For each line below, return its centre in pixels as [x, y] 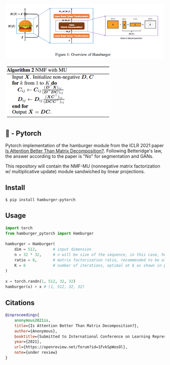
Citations [20, 303]
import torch [19, 228]
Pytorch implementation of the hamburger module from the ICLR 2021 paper [85, 146]
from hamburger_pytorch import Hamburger [50, 233]
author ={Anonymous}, [36, 331]
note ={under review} [36, 353]
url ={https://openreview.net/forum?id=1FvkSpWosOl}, [71, 347]
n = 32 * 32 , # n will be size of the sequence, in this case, [87, 255]
